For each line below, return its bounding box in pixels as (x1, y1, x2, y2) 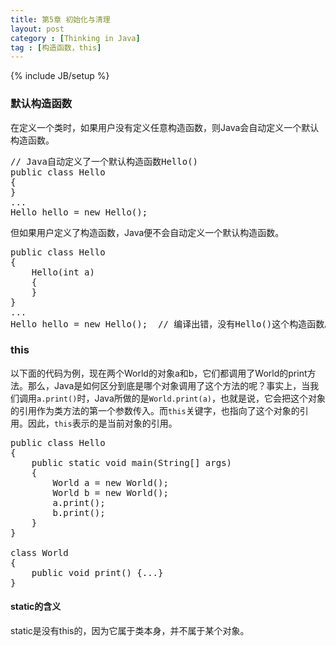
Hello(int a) (31, 266, 95, 278)
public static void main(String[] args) (31, 457, 233, 468)
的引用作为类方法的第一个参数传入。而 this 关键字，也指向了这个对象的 (10, 404, 300, 416)
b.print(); (52, 507, 106, 518)
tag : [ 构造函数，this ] (10, 42, 102, 53)
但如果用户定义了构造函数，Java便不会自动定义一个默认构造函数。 (10, 226, 285, 238)
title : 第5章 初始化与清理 (10, 14, 111, 25)
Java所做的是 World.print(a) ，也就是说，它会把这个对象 (94, 392, 326, 404)
